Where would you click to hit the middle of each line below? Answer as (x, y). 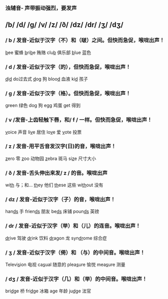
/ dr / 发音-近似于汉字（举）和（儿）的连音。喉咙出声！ (73, 226)
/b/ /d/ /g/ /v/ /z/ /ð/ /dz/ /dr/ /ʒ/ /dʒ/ (64, 25)
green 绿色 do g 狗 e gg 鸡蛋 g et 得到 (43, 105)
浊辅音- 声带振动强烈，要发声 (41, 8)
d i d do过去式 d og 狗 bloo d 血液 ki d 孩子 (47, 79)
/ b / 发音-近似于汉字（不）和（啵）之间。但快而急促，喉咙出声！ (85, 40)
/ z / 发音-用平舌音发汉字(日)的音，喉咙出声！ (61, 146)
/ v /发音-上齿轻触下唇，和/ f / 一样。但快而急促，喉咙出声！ (79, 120)
